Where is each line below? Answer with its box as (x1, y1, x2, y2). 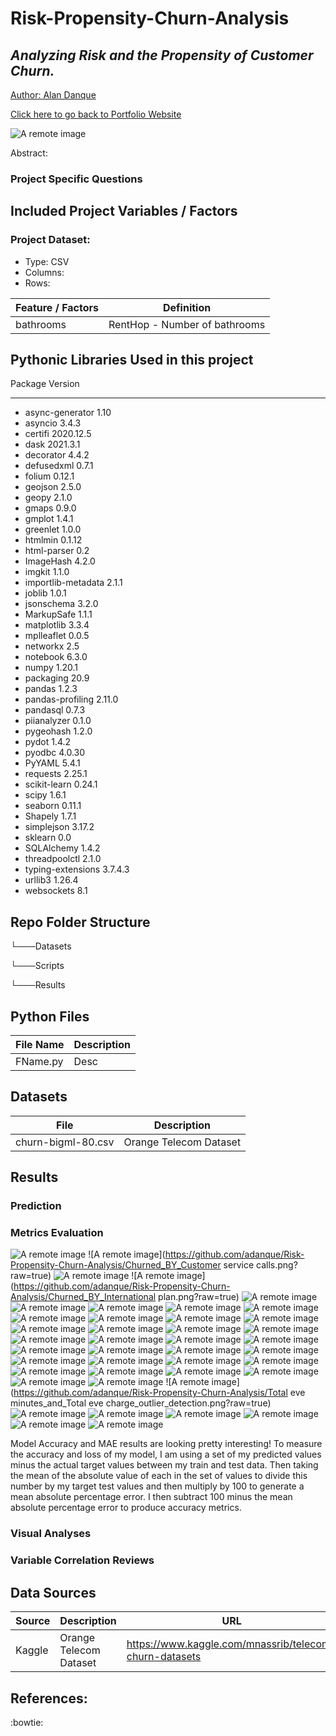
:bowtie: (10, 1716, 44, 1728)
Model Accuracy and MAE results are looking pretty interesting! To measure (10, 1438, 323, 1450)
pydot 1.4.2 (24, 736, 72, 748)
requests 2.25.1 (24, 768, 88, 780)
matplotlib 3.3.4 (24, 619, 90, 631)
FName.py (15, 1055, 64, 1069)
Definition (163, 300, 212, 314)
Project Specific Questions (10, 172, 143, 186)
